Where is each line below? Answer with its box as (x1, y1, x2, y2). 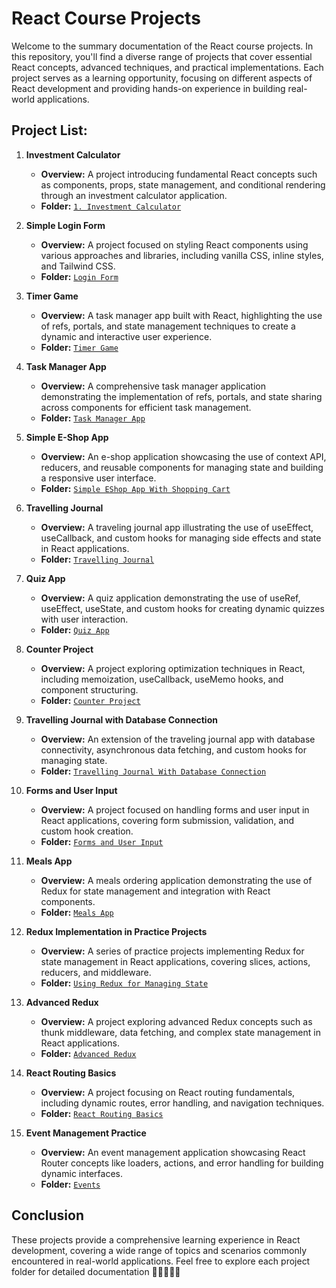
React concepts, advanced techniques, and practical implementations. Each (11, 61, 324, 73)
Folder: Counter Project (40, 694, 141, 706)
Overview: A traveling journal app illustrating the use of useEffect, (40, 521, 314, 533)
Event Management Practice (25, 1127, 147, 1139)
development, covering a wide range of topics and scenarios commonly (11, 1244, 308, 1256)
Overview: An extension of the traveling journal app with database (40, 733, 316, 745)
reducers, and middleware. (40, 966, 152, 978)
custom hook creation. (40, 825, 134, 837)
